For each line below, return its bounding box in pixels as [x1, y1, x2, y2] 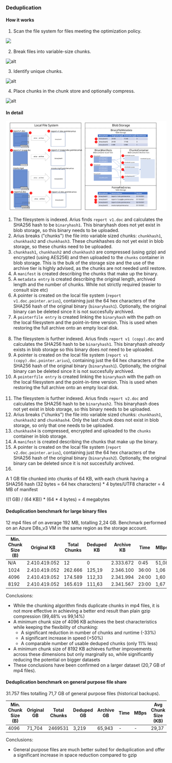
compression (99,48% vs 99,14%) [13, 613, 85, 619]
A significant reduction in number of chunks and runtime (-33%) [20, 629, 156, 635]
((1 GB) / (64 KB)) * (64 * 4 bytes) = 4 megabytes [6, 496, 110, 502]
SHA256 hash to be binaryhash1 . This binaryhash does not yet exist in [13, 222, 160, 228]
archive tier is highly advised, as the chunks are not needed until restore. [13, 265, 166, 271]
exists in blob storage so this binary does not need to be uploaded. [13, 346, 154, 353]
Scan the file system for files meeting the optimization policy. [13, 28, 142, 34]
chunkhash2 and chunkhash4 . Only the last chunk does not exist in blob [13, 417, 159, 423]
